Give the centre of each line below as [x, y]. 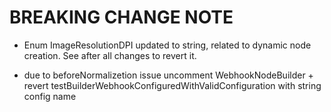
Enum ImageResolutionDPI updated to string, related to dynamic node [167, 45]
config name [50, 96]
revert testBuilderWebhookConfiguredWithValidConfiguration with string [172, 85]
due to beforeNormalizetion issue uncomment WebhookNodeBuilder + [168, 75]
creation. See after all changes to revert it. [110, 55]
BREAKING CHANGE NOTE [121, 17]
